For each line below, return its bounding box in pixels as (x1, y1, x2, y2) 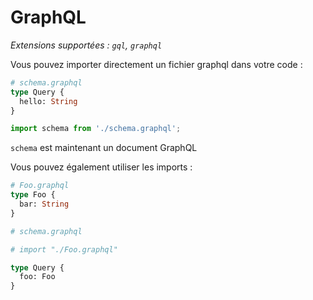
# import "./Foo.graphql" (10, 244, 118, 255)
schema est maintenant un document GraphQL (10, 142, 198, 154)
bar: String (19, 199, 70, 210)
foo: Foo (19, 272, 56, 282)
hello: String (19, 96, 78, 106)
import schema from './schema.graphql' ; (10, 124, 182, 134)
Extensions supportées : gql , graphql (10, 39, 163, 51)
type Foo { (10, 190, 56, 200)
